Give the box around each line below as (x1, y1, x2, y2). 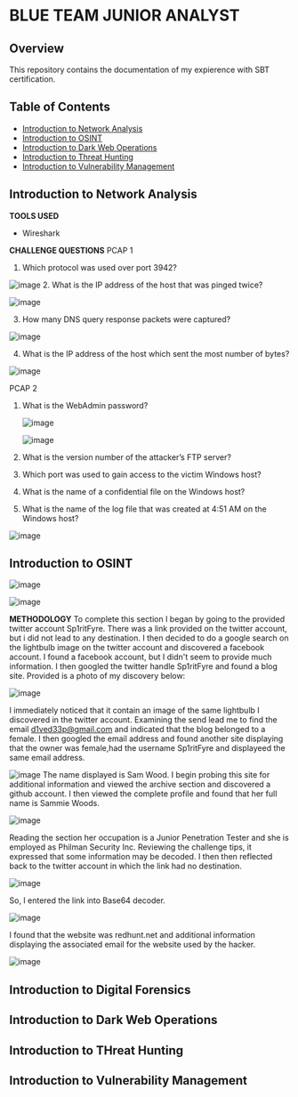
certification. (9, 74, 56, 85)
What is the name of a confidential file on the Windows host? (21, 486, 246, 496)
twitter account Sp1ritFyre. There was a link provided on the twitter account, (9, 624, 287, 634)
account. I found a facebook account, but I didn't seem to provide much (9, 651, 273, 663)
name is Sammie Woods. (9, 798, 100, 809)
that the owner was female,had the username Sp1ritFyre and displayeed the (9, 743, 286, 754)
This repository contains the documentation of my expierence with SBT (9, 64, 270, 75)
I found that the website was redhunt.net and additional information (9, 930, 256, 940)
